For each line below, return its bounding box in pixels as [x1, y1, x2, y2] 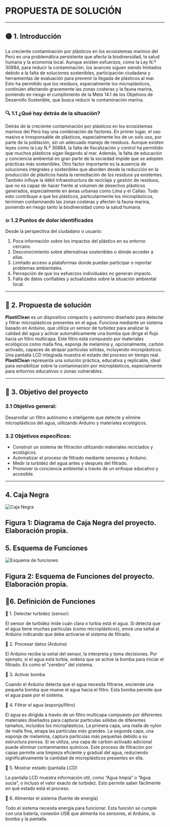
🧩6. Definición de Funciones [5, 597, 96, 606]
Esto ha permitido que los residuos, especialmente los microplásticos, [5, 80, 151, 86]
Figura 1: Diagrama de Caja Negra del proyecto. [5, 518, 156, 527]
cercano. [12, 244, 31, 250]
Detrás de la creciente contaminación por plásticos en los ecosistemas [5, 123, 153, 129]
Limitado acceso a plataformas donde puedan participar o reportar [12, 259, 152, 266]
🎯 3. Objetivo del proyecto [5, 387, 89, 396]
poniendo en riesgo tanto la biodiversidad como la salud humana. [5, 204, 142, 210]
